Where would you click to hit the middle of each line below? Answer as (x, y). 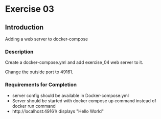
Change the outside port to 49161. (39, 72)
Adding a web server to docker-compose (46, 39)
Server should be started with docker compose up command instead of (84, 101)
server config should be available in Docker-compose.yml (70, 95)
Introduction (24, 27)
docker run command (34, 106)
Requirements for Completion (41, 85)
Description (19, 52)
